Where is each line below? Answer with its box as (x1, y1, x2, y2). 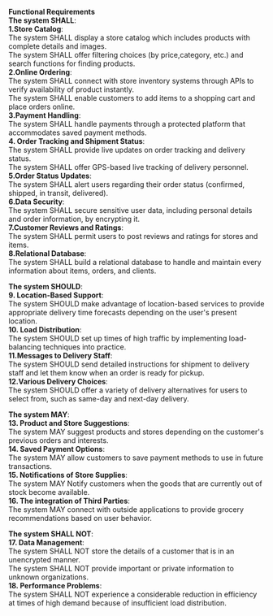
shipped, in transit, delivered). (8, 189, 109, 197)
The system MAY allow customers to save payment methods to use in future (8, 453, 264, 462)
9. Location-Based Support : (8, 290, 104, 300)
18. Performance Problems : (8, 581, 102, 590)
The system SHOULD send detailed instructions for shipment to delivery (8, 359, 250, 369)
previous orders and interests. (8, 436, 109, 445)
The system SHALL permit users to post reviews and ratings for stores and (8, 232, 258, 241)
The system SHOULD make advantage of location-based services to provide (8, 299, 265, 308)
